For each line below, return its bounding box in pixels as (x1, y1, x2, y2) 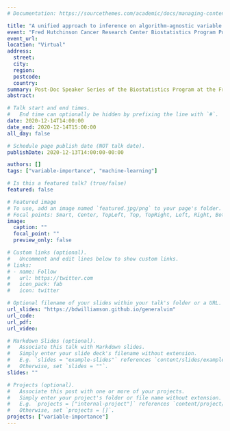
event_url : (7, 35, 38, 42)
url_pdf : (7, 319, 32, 326)
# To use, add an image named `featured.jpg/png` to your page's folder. (7, 205, 222, 212)
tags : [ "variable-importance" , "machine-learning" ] (7, 168, 157, 174)
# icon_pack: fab (7, 281, 63, 288)
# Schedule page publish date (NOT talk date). (7, 142, 146, 149)
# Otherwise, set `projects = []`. (7, 407, 115, 414)
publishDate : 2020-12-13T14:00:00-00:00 (7, 148, 125, 156)
